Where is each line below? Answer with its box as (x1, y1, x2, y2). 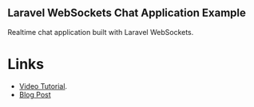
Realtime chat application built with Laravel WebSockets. (7, 27, 194, 36)
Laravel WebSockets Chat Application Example (7, 6, 247, 20)
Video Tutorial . (18, 81, 68, 90)
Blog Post (18, 90, 51, 99)
